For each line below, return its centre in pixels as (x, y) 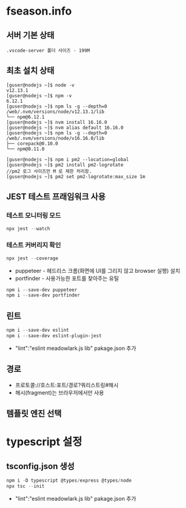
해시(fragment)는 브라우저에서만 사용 (60, 393)
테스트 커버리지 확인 (34, 245)
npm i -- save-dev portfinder (43, 295)
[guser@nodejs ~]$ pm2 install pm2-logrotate (65, 165)
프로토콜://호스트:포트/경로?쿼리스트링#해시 (67, 385)
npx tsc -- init (26, 486)
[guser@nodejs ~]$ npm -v (39, 95)
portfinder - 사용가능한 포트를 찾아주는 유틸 (67, 278)
